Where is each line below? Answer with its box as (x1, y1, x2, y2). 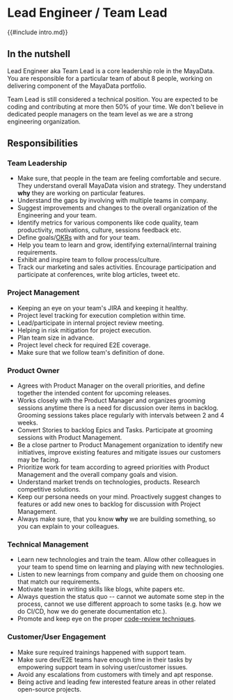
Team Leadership (7, 158, 67, 168)
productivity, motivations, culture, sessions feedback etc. (17, 226, 182, 234)
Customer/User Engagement (7, 632, 106, 642)
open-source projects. (17, 685, 82, 693)
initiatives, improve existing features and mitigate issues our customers (17, 448, 221, 457)
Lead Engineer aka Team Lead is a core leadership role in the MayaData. (7, 66, 215, 75)
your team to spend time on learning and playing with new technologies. (17, 563, 225, 571)
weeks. (17, 418, 38, 427)
